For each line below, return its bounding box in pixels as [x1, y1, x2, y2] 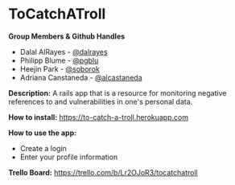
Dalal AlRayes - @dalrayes [19, 47, 108, 56]
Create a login [19, 143, 67, 153]
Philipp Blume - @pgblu [19, 55, 99, 65]
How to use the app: [8, 128, 77, 138]
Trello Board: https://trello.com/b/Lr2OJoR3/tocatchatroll [8, 167, 199, 177]
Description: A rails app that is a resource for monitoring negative [8, 88, 227, 97]
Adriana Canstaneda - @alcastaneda [19, 72, 142, 82]
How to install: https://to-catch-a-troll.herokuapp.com [8, 112, 189, 121]
